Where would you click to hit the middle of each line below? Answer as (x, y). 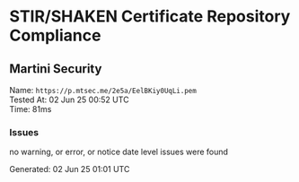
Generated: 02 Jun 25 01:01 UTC (70, 169)
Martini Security (56, 69)
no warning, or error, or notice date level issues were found (119, 152)
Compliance (55, 35)
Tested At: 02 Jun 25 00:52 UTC (69, 100)
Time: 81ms (31, 109)
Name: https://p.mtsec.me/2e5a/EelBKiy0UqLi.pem (103, 90)
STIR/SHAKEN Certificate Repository (150, 17)
